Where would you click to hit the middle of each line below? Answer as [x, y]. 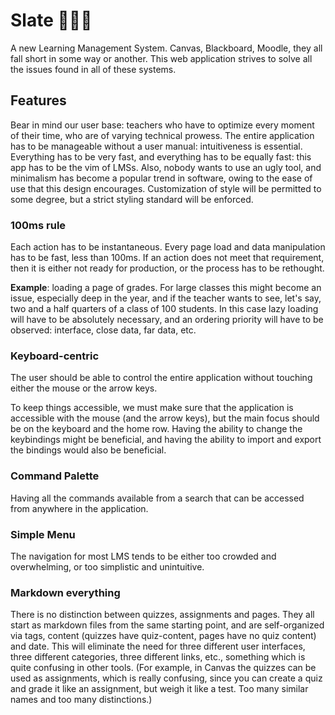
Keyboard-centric [55, 356]
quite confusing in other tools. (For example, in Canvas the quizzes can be [163, 668]
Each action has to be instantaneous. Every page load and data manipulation [168, 247]
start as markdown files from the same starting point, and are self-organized [167, 625]
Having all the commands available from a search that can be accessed [157, 498]
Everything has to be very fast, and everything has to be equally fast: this [161, 156]
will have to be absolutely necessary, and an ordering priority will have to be [167, 320]
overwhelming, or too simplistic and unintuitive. [107, 566]
